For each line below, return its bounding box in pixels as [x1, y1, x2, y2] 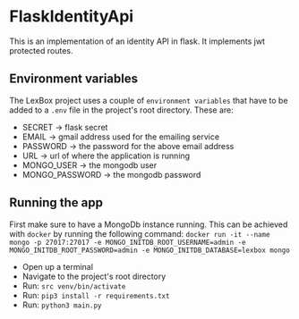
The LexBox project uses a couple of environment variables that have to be [9, 95, 288, 105]
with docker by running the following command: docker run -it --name [9, 228, 270, 239]
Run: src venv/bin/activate [21, 280, 126, 291]
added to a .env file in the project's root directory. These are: [9, 105, 235, 115]
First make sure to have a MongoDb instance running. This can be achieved [9, 219, 288, 230]
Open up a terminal [21, 261, 94, 272]
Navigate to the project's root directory [21, 271, 167, 281]
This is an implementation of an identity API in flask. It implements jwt [9, 36, 266, 46]
